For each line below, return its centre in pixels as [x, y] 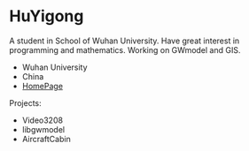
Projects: [25, 102]
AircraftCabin [46, 139]
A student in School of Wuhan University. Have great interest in [124, 41]
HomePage [43, 86]
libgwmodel [43, 129]
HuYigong [47, 16]
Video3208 [43, 120]
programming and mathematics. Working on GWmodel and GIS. [125, 49]
